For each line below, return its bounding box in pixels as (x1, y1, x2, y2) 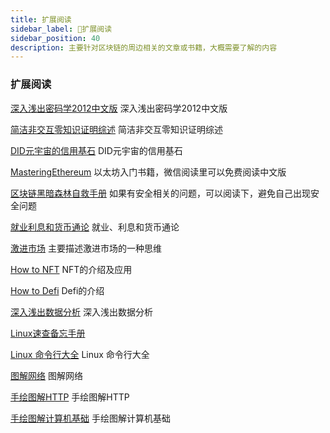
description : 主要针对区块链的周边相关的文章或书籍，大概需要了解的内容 (10, 42, 278, 53)
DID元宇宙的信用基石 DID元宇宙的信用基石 (10, 144, 183, 156)
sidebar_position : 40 (10, 33, 101, 43)
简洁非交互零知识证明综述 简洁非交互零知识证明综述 (10, 123, 223, 135)
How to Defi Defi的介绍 (10, 284, 105, 296)
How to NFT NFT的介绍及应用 (10, 263, 133, 275)
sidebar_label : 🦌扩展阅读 (10, 24, 113, 34)
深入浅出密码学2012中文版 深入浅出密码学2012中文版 (10, 102, 228, 114)
